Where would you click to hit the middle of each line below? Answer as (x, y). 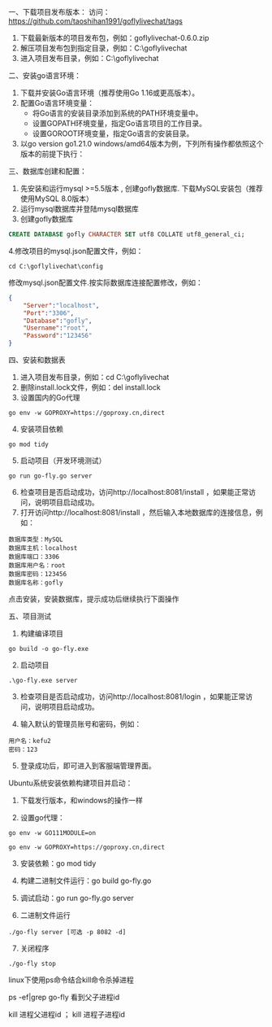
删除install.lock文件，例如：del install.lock (90, 387)
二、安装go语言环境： (45, 75)
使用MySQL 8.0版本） (56, 199)
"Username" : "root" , (56, 328)
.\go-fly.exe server (43, 680)
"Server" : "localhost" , (61, 305)
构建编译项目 (41, 634)
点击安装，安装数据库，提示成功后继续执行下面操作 (94, 599)
